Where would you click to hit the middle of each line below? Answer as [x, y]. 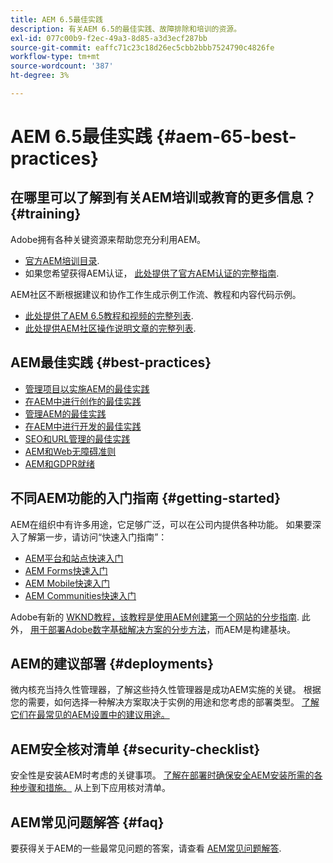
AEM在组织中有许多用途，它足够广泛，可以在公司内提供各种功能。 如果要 [161, 524]
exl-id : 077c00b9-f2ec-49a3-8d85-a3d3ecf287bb [109, 38]
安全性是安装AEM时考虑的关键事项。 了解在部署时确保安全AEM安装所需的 [162, 775]
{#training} [46, 214]
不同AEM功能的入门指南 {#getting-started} [146, 498]
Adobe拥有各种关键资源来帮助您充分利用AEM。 [108, 239]
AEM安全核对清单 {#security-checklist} [135, 749]
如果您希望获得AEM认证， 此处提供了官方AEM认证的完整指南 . [152, 273]
